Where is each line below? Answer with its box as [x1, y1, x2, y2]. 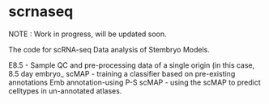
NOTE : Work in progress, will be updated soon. [8, 29, 168, 39]
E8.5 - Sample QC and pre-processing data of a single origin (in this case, [8, 60, 255, 70]
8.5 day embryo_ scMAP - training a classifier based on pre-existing [8, 69, 236, 78]
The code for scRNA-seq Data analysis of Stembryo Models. [8, 44, 211, 54]
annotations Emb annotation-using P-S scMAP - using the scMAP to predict [8, 77, 261, 87]
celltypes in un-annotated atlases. [8, 85, 122, 95]
